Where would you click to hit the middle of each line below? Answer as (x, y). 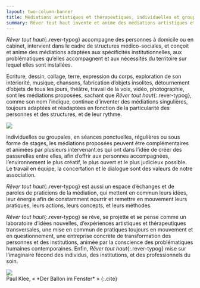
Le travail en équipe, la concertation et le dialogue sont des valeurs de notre (99, 169)
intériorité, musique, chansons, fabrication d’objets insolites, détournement (98, 83)
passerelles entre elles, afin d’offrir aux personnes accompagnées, (88, 156)
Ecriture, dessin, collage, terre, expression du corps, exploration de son (94, 76)
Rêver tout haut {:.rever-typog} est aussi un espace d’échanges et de (90, 187)
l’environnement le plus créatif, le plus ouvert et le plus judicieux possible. (97, 162)
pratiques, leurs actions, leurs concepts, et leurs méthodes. (79, 205)
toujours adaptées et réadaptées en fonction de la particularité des (88, 108)
